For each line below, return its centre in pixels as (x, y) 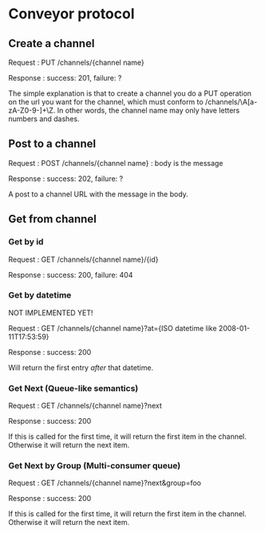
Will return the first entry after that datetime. (81, 367)
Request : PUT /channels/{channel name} (77, 62)
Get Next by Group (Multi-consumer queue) (95, 466)
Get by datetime (40, 295)
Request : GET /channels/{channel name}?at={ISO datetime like (113, 328)
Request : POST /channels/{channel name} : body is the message (116, 163)
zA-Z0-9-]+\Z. (32, 110)
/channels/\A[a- (231, 102)
